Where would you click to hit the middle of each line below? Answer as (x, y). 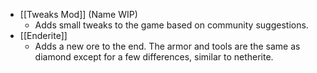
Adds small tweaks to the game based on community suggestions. (171, 25)
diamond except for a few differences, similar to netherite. (154, 57)
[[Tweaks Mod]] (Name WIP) (78, 14)
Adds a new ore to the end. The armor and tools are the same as (167, 46)
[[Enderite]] (43, 35)
